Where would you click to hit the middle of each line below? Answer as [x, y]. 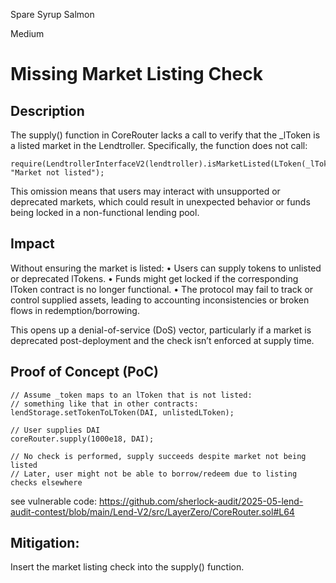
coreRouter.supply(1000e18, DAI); [82, 439]
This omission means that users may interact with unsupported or [145, 191]
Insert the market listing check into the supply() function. [127, 567]
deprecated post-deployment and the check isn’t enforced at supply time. [162, 340]
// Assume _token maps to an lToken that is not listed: [131, 395]
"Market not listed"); [57, 173]
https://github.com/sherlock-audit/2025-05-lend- [201, 501]
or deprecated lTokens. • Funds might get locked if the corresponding [154, 278]
